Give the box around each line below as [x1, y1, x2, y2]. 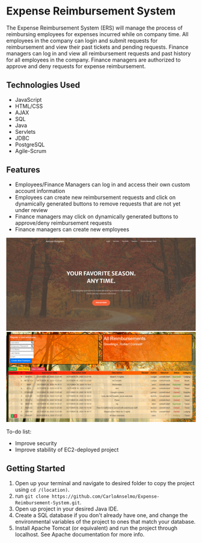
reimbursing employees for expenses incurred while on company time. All [6, 30, 189, 37]
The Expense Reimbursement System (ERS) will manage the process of [6, 24, 183, 31]
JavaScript [14, 96, 42, 103]
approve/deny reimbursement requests [14, 219, 112, 227]
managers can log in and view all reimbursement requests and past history [6, 49, 191, 57]
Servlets [14, 128, 36, 135]
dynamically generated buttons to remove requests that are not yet [14, 200, 181, 207]
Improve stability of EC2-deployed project [14, 446, 119, 453]
